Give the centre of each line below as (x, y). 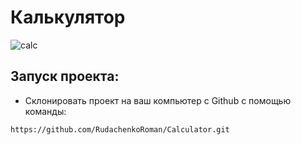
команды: (45, 111)
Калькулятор (68, 17)
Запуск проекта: (65, 76)
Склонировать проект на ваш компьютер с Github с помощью (158, 100)
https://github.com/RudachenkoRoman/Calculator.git (120, 129)
